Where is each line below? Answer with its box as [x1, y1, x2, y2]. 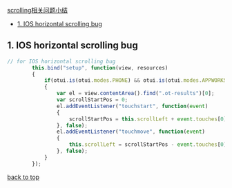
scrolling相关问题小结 [7, 6, 68, 14]
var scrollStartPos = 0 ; [56, 96, 128, 103]
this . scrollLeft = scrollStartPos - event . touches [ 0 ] [68, 141, 227, 148]
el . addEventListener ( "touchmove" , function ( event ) [56, 128, 206, 136]
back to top [7, 173, 40, 181]
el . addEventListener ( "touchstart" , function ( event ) [56, 103, 209, 109]
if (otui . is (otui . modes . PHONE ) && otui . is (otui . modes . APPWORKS [43, 77, 227, 84]
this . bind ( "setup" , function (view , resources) [32, 64, 168, 71]
